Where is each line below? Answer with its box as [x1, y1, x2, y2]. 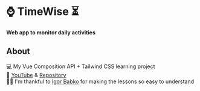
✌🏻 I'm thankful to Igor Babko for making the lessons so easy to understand [6, 78, 195, 85]
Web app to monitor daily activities [6, 28, 95, 36]
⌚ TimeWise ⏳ [6, 5, 80, 19]
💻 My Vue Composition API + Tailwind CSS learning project [6, 63, 155, 70]
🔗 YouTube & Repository [6, 71, 66, 78]
